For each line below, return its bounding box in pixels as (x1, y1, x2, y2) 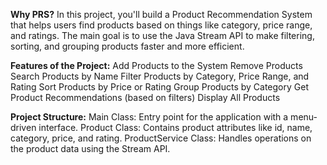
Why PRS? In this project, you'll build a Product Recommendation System (10, 9, 313, 20)
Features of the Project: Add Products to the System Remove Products (10, 60, 303, 71)
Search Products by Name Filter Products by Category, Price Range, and (10, 70, 310, 82)
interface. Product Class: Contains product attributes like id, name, (38, 122, 313, 133)
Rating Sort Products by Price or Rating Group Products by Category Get (10, 81, 309, 93)
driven (10, 122, 37, 133)
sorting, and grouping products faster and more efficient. (10, 40, 245, 52)
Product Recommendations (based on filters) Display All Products (10, 92, 281, 103)
